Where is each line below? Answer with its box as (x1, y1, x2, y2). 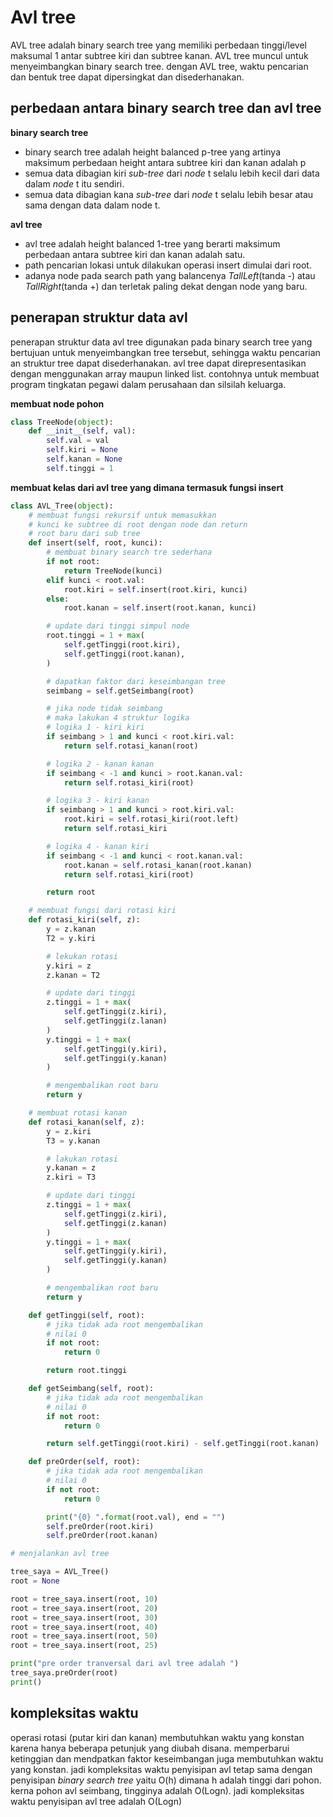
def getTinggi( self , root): (28, 1310, 145, 1320)
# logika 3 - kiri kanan (46, 796, 150, 806)
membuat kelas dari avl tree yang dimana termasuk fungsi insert (10, 481, 284, 493)
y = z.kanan (46, 924, 97, 935)
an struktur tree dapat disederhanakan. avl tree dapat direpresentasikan (10, 357, 307, 369)
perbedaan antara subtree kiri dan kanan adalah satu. (24, 248, 246, 260)
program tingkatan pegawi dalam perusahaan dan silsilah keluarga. (10, 378, 287, 390)
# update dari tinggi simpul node (46, 621, 190, 631)
